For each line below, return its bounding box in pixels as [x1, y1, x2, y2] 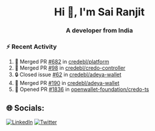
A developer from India [66, 27, 133, 35]
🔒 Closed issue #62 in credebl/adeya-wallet [14, 71, 122, 78]
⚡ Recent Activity [6, 42, 57, 51]
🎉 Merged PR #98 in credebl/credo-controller [14, 64, 126, 71]
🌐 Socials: [6, 103, 45, 113]
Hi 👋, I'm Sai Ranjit [54, 5, 145, 19]
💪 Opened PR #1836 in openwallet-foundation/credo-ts [14, 86, 149, 93]
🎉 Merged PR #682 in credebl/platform [14, 58, 109, 65]
